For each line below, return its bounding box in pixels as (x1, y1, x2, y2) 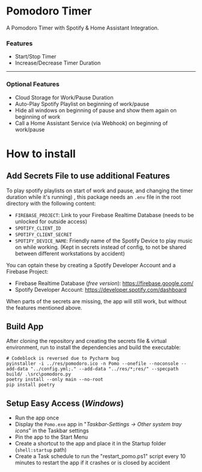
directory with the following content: (6, 200, 96, 207)
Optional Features (6, 80, 60, 89)
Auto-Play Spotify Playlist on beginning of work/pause (14, 100, 150, 107)
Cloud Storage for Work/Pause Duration (14, 93, 114, 101)
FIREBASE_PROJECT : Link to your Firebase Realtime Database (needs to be (14, 211, 194, 218)
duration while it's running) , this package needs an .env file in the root (6, 193, 182, 200)
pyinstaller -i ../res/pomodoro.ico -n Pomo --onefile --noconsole (6, 360, 179, 367)
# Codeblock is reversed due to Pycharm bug (6, 356, 120, 362)
